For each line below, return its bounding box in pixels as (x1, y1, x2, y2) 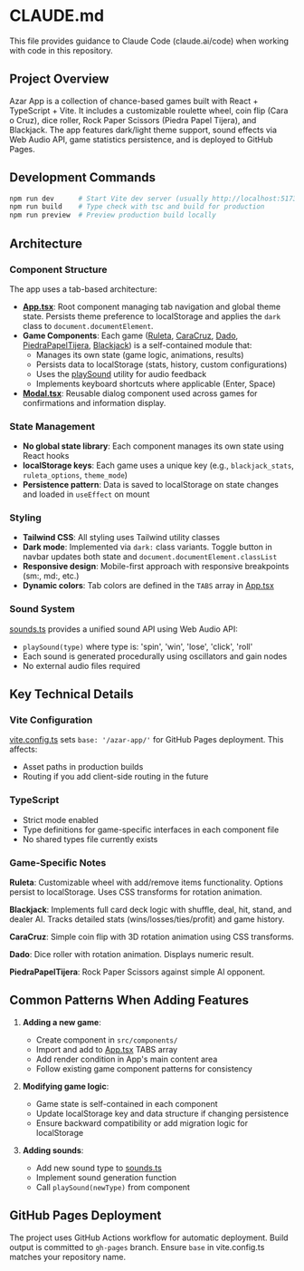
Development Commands (9, 170, 157, 186)
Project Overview (9, 72, 109, 87)
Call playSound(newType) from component (35, 1181, 190, 1192)
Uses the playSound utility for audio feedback (35, 368, 207, 379)
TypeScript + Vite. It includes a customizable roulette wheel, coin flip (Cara (9, 105, 289, 116)
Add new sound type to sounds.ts (35, 1162, 163, 1173)
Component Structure (9, 263, 108, 276)
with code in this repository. (9, 44, 113, 55)
